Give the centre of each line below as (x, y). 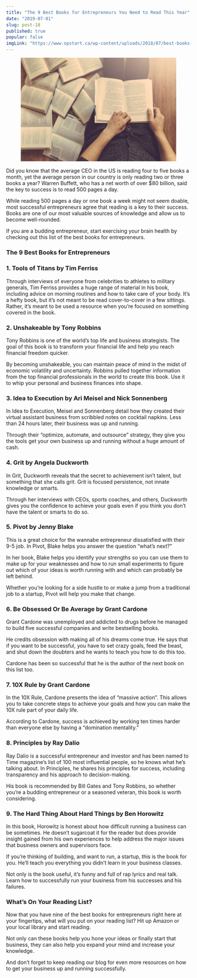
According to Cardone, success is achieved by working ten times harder (93, 721)
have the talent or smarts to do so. (47, 512)
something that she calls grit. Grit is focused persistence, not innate (88, 481)
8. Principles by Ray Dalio (43, 743)
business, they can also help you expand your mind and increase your (91, 945)
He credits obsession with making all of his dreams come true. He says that (97, 639)
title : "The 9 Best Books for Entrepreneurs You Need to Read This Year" (98, 12)
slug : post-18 (23, 25)
